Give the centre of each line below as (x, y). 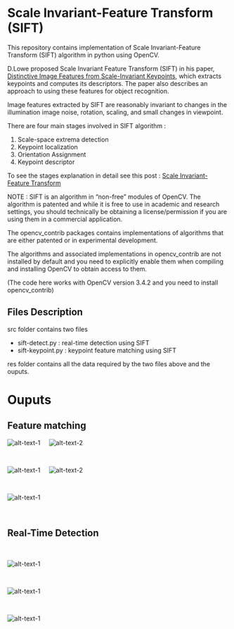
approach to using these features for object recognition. (89, 91)
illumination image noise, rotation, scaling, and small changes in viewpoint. (115, 112)
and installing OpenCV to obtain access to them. (77, 268)
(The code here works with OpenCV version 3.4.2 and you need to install (113, 282)
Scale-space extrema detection (63, 139)
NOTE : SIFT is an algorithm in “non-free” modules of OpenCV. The (104, 197)
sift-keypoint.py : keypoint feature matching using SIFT (97, 350)
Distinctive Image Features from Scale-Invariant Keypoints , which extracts (115, 76)
